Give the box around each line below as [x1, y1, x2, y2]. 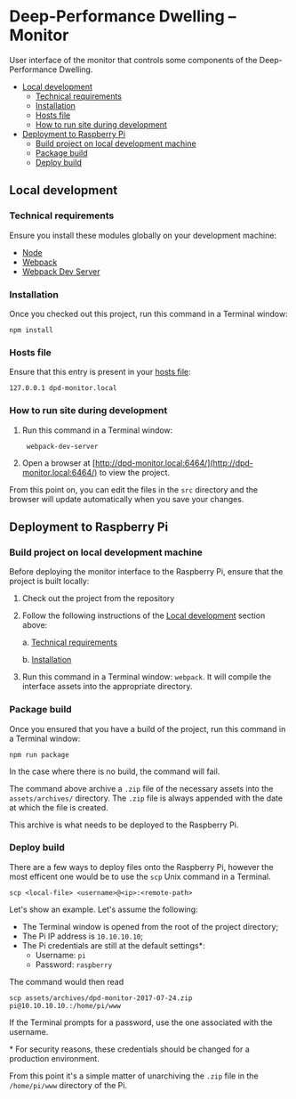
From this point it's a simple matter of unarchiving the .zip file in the [9, 1071, 260, 1081]
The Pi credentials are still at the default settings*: [21, 940, 205, 950]
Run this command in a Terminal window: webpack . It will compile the [21, 672, 272, 682]
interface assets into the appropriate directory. [21, 681, 193, 692]
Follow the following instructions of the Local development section [21, 610, 266, 621]
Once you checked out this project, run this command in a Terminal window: [9, 308, 288, 319]
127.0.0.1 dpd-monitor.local [9, 384, 117, 393]
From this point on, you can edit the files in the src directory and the [9, 484, 259, 495]
